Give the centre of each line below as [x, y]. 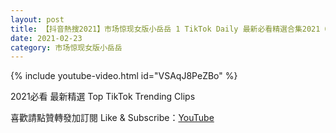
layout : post [37, 19]
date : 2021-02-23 [46, 38]
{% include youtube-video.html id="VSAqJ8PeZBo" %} [124, 76]
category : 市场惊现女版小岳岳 [66, 47]
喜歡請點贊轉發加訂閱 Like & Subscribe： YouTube [112, 118]
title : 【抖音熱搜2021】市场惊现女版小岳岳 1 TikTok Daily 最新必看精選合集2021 [165, 29]
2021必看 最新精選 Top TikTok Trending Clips [103, 97]
